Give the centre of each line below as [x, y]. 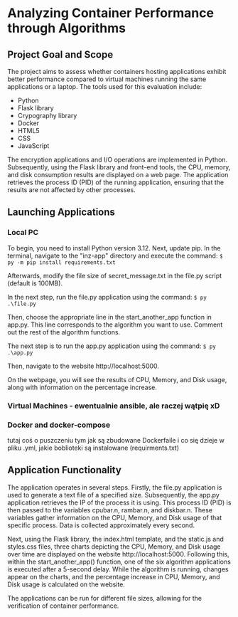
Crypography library [47, 116]
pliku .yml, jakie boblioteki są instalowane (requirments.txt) [93, 448]
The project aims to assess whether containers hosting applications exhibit [117, 72]
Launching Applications [61, 212]
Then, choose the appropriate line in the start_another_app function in [109, 317]
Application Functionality [65, 470]
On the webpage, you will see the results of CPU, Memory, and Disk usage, [117, 379]
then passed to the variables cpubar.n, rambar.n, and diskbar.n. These [110, 510]
